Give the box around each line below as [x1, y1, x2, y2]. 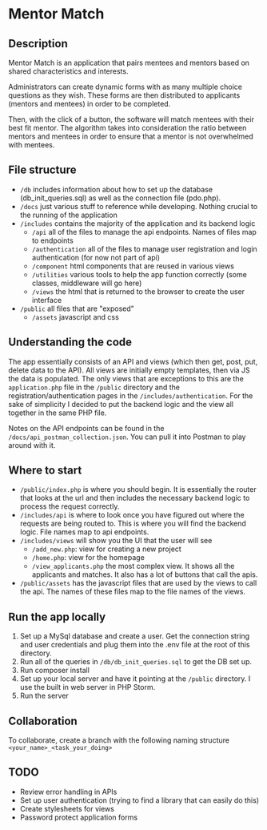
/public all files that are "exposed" [19, 304, 134, 313]
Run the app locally [8, 610, 106, 623]
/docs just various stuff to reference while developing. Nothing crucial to [19, 201, 258, 211]
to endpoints [31, 236, 74, 245]
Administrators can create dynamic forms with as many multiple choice [8, 82, 242, 91]
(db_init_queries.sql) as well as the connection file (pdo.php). [19, 193, 221, 203]
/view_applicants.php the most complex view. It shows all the [31, 562, 235, 571]
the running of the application [19, 210, 118, 220]
